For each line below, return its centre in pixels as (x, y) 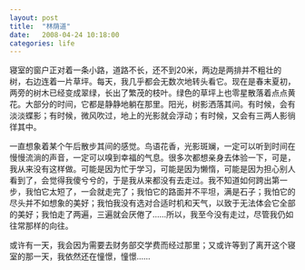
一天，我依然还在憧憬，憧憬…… (92, 256)
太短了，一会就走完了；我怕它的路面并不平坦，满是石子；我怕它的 (172, 192)
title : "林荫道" (40, 26)
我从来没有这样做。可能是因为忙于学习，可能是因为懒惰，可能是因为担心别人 (152, 169)
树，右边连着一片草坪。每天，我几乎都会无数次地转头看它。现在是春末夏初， (152, 82)
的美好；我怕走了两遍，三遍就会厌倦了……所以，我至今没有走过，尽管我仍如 (152, 215)
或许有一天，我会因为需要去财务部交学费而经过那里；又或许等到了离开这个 (148, 245)
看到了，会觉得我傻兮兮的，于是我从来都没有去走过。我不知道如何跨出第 (144, 180)
